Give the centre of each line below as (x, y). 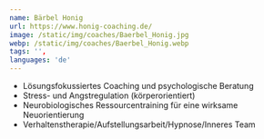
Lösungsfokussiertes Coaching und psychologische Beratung (138, 86)
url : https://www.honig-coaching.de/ (81, 26)
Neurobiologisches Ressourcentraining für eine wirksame (130, 105)
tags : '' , (28, 52)
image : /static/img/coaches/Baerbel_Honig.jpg (99, 35)
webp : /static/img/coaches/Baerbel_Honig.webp (99, 43)
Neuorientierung (53, 115)
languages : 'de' (40, 60)
